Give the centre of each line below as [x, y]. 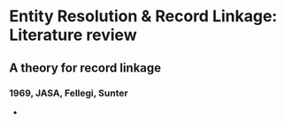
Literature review [73, 35]
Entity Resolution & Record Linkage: [143, 16]
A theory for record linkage [85, 68]
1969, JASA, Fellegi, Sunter [69, 93]
